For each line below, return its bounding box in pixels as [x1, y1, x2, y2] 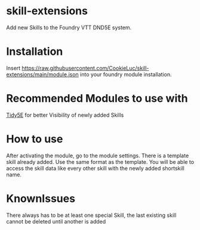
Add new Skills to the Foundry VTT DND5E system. [6, 24, 132, 31]
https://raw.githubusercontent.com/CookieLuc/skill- [21, 64, 149, 72]
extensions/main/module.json [6, 70, 79, 78]
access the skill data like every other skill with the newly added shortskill [6, 164, 185, 172]
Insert [6, 64, 21, 72]
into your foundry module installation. [79, 70, 172, 78]
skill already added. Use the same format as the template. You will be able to [6, 158, 195, 165]
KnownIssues [6, 192, 76, 205]
